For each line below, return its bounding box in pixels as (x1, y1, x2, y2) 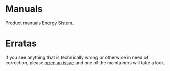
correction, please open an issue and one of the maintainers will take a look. (5, 59, 166, 66)
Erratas (5, 38, 37, 49)
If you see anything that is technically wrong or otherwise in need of (5, 54, 149, 60)
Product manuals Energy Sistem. (5, 20, 74, 26)
